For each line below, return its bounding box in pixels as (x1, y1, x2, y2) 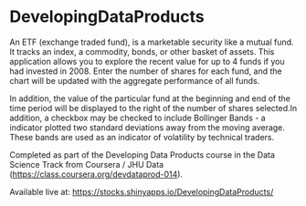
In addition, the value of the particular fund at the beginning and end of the (9, 93, 290, 104)
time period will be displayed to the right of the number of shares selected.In (9, 102, 298, 113)
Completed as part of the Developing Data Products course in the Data (9, 149, 276, 160)
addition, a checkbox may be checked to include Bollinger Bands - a (9, 112, 267, 123)
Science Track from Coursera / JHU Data (9, 159, 164, 170)
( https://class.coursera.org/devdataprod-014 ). (9, 169, 184, 180)
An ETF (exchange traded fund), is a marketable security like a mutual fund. (9, 36, 294, 47)
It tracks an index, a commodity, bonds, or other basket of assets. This (9, 46, 275, 57)
